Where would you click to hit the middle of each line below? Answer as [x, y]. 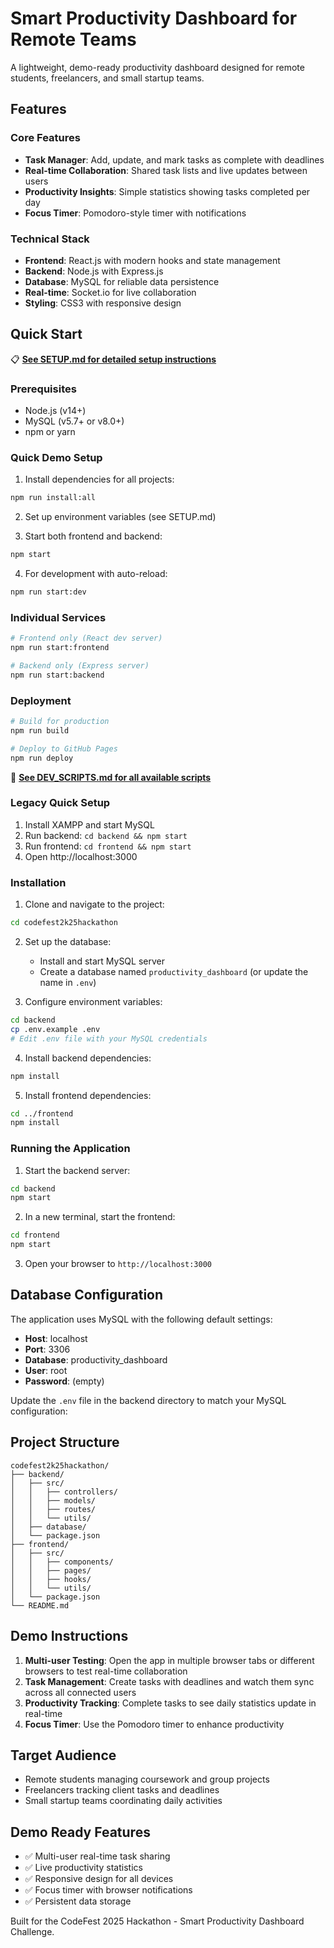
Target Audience [63, 1755]
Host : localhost [56, 1338]
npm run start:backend [57, 675]
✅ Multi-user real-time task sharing [97, 1856]
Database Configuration [87, 1295]
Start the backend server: [77, 1170]
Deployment [41, 700]
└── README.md [40, 1605]
